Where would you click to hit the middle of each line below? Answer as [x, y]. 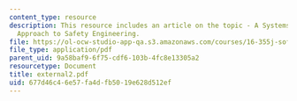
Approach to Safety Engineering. [79, 33]
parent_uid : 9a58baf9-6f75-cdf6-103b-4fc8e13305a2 [104, 58]
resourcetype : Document [53, 67]
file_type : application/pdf [61, 50]
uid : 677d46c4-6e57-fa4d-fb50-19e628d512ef [91, 83]
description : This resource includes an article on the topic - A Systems [150, 25]
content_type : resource [53, 17]
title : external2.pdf [49, 75]
